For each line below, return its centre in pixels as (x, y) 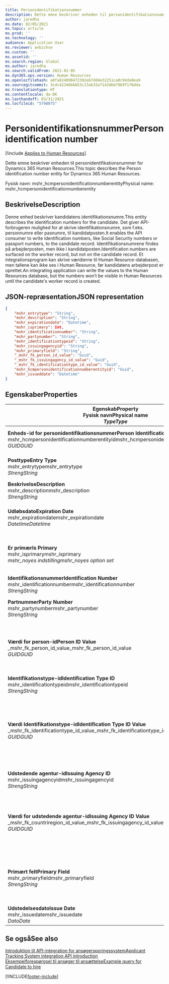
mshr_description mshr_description (49, 490)
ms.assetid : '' (21, 57)
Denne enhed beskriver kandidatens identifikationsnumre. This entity (76, 217)
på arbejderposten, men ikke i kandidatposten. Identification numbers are (81, 249)
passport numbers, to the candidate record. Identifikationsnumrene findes (82, 243)
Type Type (115, 421)
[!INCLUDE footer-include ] (32, 976)
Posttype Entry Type (32, 460)
